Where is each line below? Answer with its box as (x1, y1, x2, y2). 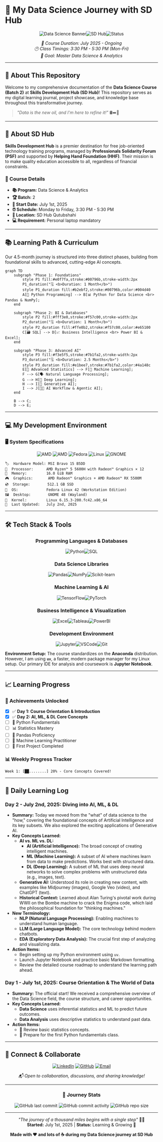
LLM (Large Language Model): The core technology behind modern (19, 926, 156, 932)
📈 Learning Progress (5, 680, 70, 689)
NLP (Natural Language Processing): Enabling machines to (19, 915, 139, 921)
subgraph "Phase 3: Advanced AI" (14, 348, 81, 353)
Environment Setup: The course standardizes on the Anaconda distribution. (5, 651, 158, 657)
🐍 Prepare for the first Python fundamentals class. (19, 1032, 120, 1037)
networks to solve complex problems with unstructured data (26, 869, 147, 875)
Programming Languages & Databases (35, 537, 128, 544)
